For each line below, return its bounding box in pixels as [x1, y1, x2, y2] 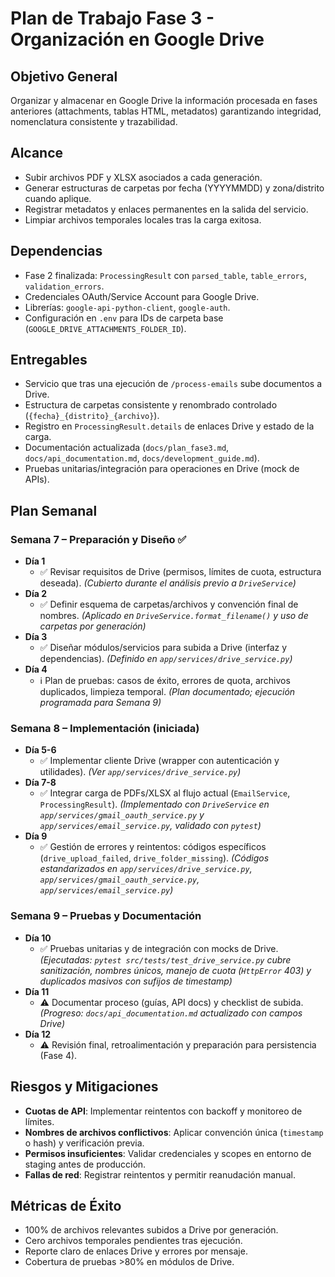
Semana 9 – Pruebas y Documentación [10, 909, 202, 923]
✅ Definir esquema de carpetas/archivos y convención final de [39, 598, 299, 611]
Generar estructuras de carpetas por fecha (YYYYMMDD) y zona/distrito [24, 182, 325, 194]
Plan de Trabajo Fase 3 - [10, 7, 215, 30]
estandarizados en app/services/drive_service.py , [39, 863, 253, 875]
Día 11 [24, 985, 50, 997]
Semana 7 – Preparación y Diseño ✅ [10, 532, 187, 546]
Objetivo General [10, 68, 118, 85]
